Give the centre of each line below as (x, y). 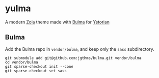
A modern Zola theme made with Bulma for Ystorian (57, 22)
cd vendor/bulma (22, 62)
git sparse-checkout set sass (36, 71)
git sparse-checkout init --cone (39, 66)
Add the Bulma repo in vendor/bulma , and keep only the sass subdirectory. (80, 49)
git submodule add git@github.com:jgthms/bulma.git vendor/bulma (73, 58)
